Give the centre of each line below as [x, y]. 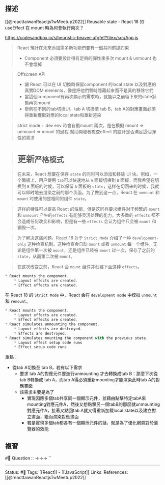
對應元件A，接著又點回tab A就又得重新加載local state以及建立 [89, 411]
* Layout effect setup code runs [48, 342]
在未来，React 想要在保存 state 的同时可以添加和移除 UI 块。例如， [85, 174]
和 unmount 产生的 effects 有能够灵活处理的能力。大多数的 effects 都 [86, 215]
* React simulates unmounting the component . [52, 324]
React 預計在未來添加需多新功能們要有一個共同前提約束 [73, 48]
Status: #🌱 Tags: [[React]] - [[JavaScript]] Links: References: [67, 472]
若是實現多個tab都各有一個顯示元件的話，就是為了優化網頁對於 [90, 423]
